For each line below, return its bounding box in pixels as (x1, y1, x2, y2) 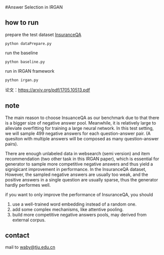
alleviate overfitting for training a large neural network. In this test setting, (5, 125, 154, 131)
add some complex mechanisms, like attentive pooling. (12, 206, 124, 212)
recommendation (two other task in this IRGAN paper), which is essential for (5, 156, 160, 162)
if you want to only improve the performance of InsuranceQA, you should (5, 191, 154, 197)
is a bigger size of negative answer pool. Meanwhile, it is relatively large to (5, 120, 156, 126)
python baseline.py (5, 59, 45, 64)
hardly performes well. (5, 182, 51, 188)
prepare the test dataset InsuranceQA (5, 32, 82, 38)
